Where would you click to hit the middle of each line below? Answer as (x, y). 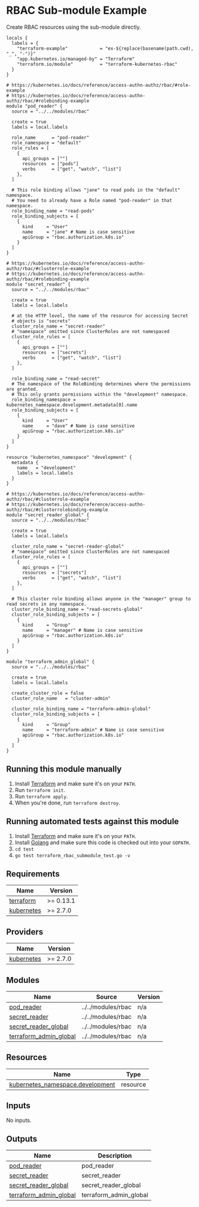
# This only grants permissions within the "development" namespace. (100, 394)
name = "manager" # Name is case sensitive (82, 630)
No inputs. (19, 1120)
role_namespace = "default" (47, 143)
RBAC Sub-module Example (77, 10)
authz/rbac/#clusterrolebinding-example (57, 510)
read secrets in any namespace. (46, 604)
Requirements (33, 874)
